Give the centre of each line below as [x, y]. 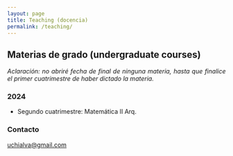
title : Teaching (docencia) [48, 20]
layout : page [26, 14]
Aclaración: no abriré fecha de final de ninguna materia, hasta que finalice [116, 71]
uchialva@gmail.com [37, 145]
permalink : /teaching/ [40, 26]
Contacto [23, 130]
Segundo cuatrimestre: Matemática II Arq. [77, 112]
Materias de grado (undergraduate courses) [104, 54]
